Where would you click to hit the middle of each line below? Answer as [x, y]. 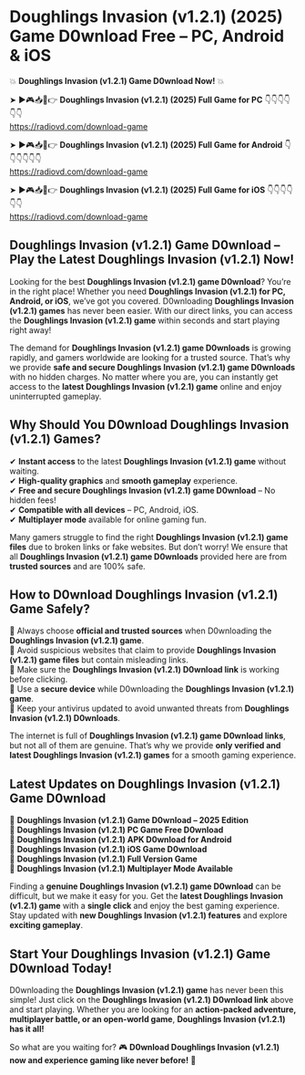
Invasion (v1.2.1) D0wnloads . [65, 718]
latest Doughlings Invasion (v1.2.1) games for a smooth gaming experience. [153, 756]
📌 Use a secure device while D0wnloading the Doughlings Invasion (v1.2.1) [152, 689]
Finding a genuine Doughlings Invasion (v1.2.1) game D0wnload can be [146, 886]
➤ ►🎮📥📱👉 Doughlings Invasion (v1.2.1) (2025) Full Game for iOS [137, 190]
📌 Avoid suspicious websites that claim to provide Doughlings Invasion [143, 651]
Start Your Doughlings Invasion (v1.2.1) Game [140, 954]
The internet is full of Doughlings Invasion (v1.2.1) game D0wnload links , [148, 736]
